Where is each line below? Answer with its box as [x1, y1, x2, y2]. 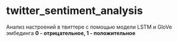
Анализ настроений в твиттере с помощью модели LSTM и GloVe [6, 23, 172, 30]
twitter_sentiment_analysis [6, 4, 144, 17]
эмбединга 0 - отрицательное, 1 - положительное [6, 29, 136, 36]
